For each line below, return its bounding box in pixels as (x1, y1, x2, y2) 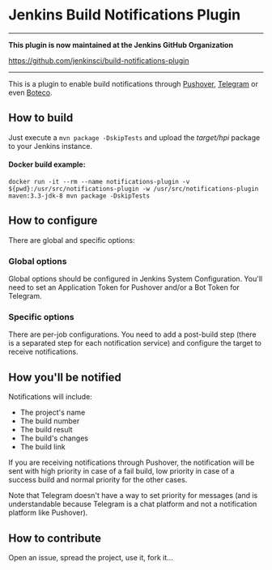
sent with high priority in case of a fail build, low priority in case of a (8, 466, 235, 476)
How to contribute (8, 531, 102, 545)
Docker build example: (8, 160, 87, 169)
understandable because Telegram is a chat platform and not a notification (8, 500, 257, 509)
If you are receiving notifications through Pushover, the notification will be (8, 457, 255, 467)
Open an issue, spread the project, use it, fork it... (8, 552, 174, 562)
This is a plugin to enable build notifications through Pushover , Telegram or (8, 79, 259, 88)
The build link (19, 442, 66, 452)
